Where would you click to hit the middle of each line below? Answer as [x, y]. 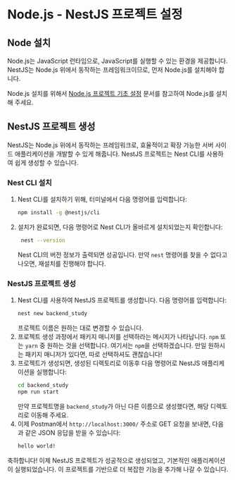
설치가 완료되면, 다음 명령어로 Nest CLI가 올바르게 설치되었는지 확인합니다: [120, 227]
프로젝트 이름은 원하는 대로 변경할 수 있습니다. [81, 328]
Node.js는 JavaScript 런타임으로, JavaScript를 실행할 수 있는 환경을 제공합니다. [118, 61]
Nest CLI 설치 [30, 183]
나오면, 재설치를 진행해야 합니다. [62, 263]
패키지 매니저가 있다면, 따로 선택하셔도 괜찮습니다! [94, 355]
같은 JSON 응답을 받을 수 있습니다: [73, 432]
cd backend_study [43, 386]
